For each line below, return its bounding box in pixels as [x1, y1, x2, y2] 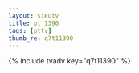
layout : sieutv [8, 11, 59, 20]
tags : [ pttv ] [8, 26, 52, 34]
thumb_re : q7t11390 [8, 34, 74, 43]
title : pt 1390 [8, 19, 59, 27]
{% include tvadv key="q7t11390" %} [8, 56, 131, 66]
